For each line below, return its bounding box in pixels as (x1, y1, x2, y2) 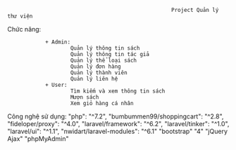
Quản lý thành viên (70, 69, 128, 76)
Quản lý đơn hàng (70, 63, 121, 70)
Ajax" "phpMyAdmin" (7, 135, 69, 143)
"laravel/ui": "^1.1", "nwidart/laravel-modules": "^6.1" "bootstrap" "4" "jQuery (7, 127, 228, 135)
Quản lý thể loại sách (70, 57, 137, 64)
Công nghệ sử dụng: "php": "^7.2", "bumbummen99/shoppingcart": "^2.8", (7, 112, 224, 121)
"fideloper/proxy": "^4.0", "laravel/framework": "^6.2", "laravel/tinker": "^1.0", (7, 120, 230, 128)
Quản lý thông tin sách (70, 45, 140, 52)
